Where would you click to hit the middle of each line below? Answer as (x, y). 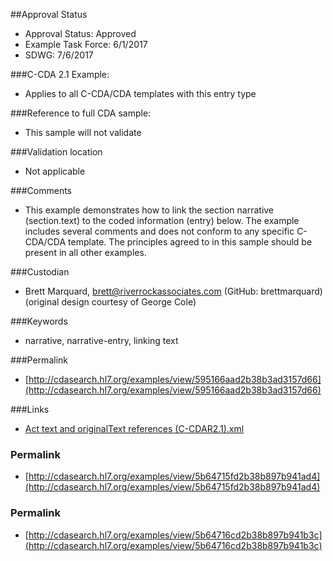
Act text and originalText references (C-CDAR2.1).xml (134, 428)
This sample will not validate (83, 132)
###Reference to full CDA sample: (81, 113)
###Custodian (40, 272)
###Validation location (56, 152)
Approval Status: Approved (80, 33)
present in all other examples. (85, 252)
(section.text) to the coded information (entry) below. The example (162, 220)
